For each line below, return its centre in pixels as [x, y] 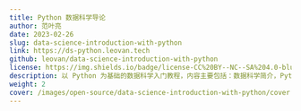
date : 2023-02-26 [42, 34]
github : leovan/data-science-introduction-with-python [114, 59]
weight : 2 [28, 84]
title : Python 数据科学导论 [57, 17]
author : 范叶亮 [35, 26]
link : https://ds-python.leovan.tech [80, 51]
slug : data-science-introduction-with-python [95, 43]
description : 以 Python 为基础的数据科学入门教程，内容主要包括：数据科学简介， [145, 76]
